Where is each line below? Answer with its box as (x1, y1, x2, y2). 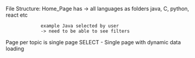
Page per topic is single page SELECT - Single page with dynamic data (5, 39, 181, 45)
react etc (5, 11, 28, 19)
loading (5, 45, 25, 52)
